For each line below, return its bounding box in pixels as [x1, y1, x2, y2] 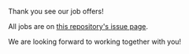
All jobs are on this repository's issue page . [8, 22, 148, 31]
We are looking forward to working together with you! [8, 37, 182, 46]
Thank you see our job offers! [8, 7, 104, 16]
